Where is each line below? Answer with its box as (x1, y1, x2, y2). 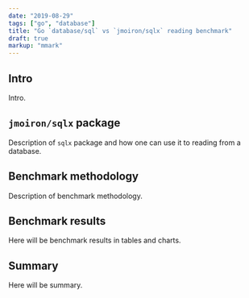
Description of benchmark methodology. (8, 191, 143, 201)
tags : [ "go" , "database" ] (8, 19, 95, 27)
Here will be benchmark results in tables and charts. (8, 235, 181, 246)
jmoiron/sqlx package (8, 116, 121, 130)
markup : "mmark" (8, 42, 63, 50)
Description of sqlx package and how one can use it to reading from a (8, 138, 242, 147)
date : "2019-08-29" (8, 11, 74, 20)
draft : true (8, 34, 48, 43)
